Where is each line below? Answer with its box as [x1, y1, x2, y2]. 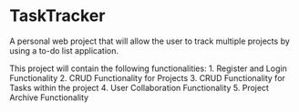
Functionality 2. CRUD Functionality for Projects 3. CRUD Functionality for [9, 72, 285, 83]
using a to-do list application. [9, 45, 119, 56]
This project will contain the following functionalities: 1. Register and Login [9, 63, 287, 74]
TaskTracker [9, 5, 106, 26]
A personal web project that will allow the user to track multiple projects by [9, 36, 290, 46]
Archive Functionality [9, 92, 89, 103]
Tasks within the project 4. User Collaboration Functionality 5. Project [9, 82, 269, 93]
